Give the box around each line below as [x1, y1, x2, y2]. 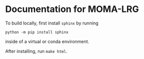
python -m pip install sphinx [5, 29, 69, 34]
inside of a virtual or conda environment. [5, 38, 90, 44]
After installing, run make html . [5, 48, 67, 54]
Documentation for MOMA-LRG [5, 3, 139, 15]
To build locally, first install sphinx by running [5, 20, 99, 26]
